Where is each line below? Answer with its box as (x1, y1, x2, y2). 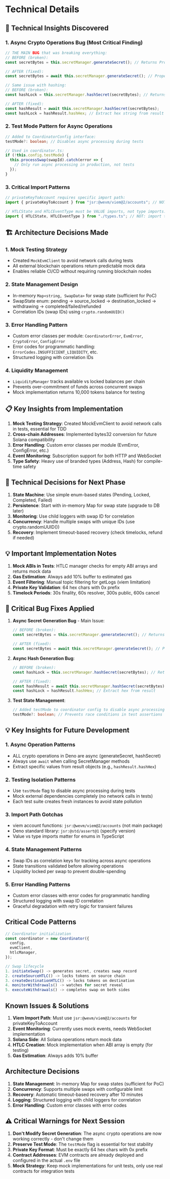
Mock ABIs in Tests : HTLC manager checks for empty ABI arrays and (12, 563, 158, 569)
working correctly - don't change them (12, 1135, 94, 1142)
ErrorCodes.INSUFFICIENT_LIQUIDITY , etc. (12, 348, 98, 355)
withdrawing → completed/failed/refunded (12, 303, 101, 309)
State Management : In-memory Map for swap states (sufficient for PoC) (12, 1080, 164, 1087)
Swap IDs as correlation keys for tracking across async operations (12, 857, 151, 863)
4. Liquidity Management (5, 367, 68, 374)
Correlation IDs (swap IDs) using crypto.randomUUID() (12, 308, 125, 315)
